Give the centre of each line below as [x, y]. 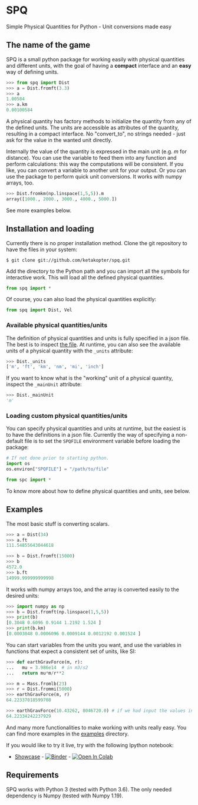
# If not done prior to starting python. [58, 458]
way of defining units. [32, 72]
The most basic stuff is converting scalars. [58, 524]
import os [18, 464]
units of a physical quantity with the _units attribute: [70, 351]
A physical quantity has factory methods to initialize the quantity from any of [99, 121]
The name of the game [48, 45]
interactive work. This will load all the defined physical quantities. [85, 277]
